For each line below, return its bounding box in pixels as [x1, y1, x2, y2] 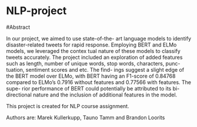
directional [6, 91, 32, 98]
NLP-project [6, 4, 67, 18]
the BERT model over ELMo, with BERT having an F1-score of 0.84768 [6, 72, 176, 79]
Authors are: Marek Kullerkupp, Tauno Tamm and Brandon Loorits [6, 113, 165, 121]
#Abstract [6, 24, 31, 31]
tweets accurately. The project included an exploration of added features [6, 54, 183, 61]
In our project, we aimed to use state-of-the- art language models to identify [6, 35, 192, 42]
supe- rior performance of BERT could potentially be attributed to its [6, 85, 172, 92]
